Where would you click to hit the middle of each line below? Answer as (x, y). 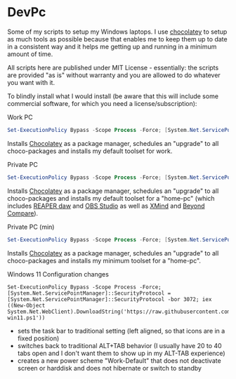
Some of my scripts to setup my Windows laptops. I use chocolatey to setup (117, 32)
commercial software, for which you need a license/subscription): (102, 103)
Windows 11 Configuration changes (58, 274)
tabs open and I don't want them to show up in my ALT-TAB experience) (122, 353)
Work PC (20, 117)
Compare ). (23, 213)
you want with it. (31, 82)
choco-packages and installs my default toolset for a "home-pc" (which (111, 198)
